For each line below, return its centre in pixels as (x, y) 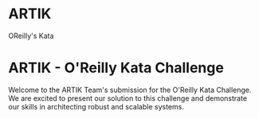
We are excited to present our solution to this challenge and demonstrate (128, 98)
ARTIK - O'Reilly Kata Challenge (116, 68)
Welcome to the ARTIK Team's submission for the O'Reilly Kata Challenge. (130, 90)
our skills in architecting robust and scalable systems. (96, 106)
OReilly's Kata (31, 36)
